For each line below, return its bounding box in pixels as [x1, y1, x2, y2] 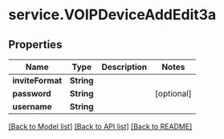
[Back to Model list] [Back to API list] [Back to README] [8, 122, 193, 131]
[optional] [155, 88, 192, 99]
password [12, 88, 51, 99]
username [12, 101, 52, 112]
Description [101, 62, 148, 72]
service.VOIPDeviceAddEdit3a [8, 6, 217, 24]
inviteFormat [12, 75, 63, 86]
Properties [8, 38, 63, 51]
